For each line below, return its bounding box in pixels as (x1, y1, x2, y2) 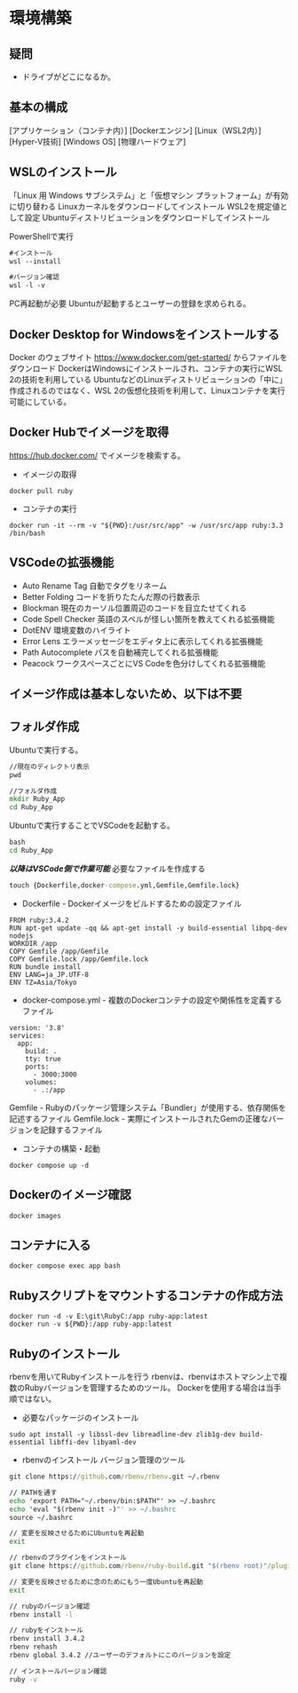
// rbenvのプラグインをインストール (9, 1554, 127, 1563)
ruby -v (9, 1674, 38, 1684)
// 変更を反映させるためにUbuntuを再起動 (9, 1529, 145, 1538)
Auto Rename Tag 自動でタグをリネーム (21, 580, 167, 591)
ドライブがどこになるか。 (21, 72, 116, 82)
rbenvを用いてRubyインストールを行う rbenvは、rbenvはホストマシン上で (9, 1372, 280, 1382)
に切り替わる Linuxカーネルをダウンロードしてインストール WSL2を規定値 (9, 201, 280, 211)
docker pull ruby (9, 486, 74, 495)
